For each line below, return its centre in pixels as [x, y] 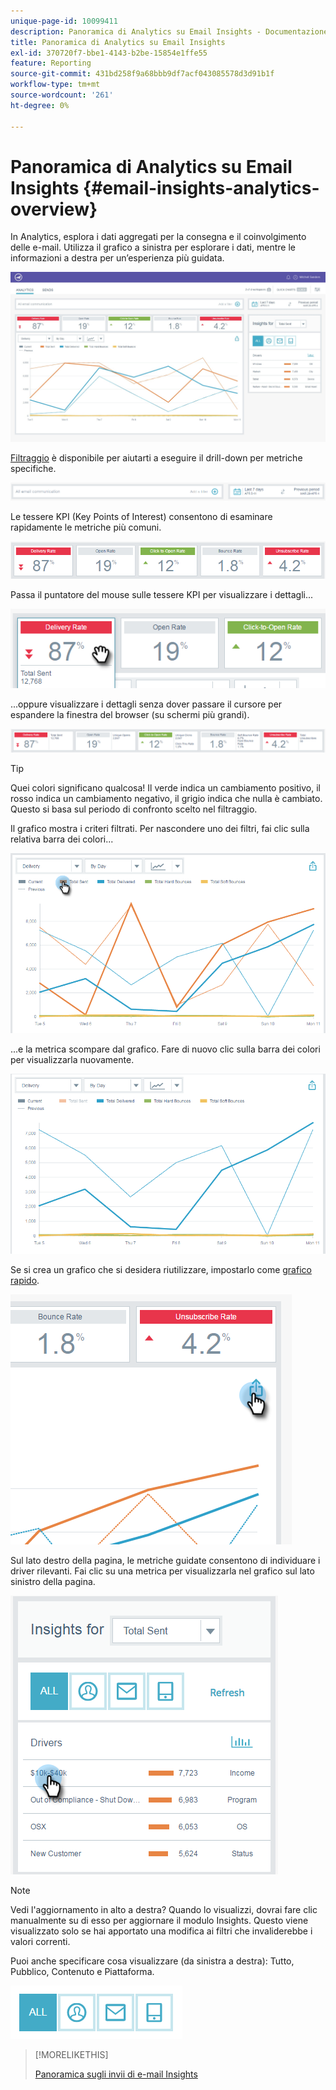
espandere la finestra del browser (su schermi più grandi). [130, 714]
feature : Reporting [51, 63]
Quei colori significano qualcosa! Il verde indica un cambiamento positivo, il [165, 788]
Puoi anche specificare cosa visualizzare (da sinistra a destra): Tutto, [152, 1961]
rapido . [25, 1280]
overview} [54, 209]
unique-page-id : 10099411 [64, 21]
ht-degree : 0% [40, 105]
